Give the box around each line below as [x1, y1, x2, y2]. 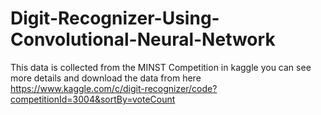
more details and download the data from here [10, 72, 202, 84]
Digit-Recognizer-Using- [10, 7, 220, 30]
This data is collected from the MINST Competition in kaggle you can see [10, 61, 312, 73]
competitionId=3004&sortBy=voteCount [10, 93, 176, 105]
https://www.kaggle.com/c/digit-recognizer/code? [10, 82, 218, 94]
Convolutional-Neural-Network [10, 28, 276, 51]
